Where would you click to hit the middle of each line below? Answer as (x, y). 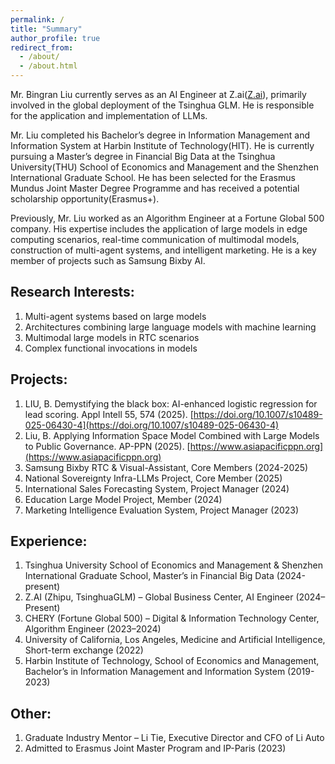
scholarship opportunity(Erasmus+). (85, 199)
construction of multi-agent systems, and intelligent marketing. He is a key (163, 250)
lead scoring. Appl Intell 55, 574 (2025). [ (109, 414)
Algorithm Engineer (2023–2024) (93, 629)
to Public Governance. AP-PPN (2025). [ (107, 446)
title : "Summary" (46, 29)
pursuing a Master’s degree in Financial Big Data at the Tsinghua (143, 156)
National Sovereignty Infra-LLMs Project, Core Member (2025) (153, 478)
